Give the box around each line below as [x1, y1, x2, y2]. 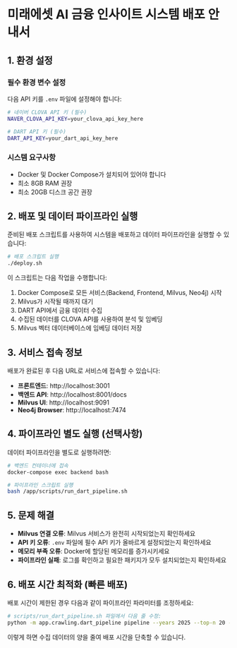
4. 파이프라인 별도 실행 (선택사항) [7, 428, 143, 440]
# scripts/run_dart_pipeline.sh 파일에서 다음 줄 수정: [7, 612, 162, 620]
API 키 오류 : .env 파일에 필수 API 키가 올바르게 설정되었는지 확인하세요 [17, 538, 212, 547]
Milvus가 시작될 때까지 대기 [17, 297, 94, 306]
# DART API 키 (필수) [7, 128, 67, 135]
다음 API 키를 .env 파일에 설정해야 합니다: [7, 95, 122, 103]
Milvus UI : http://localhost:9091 [17, 398, 109, 407]
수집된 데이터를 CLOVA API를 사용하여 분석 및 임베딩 [17, 315, 163, 323]
